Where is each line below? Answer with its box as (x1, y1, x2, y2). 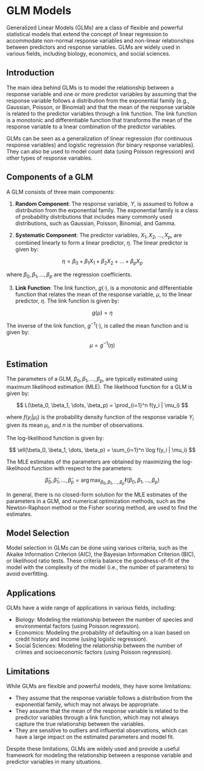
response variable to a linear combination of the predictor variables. (6, 123, 177, 130)
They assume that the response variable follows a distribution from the (15, 695, 193, 702)
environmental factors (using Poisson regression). (15, 622, 141, 630)
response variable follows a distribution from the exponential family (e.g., (6, 97, 190, 104)
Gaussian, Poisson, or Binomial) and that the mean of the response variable (6, 103, 195, 111)
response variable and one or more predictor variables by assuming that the (6, 90, 197, 98)
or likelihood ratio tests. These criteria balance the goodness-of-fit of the (6, 557, 190, 564)
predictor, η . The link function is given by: (15, 297, 120, 304)
